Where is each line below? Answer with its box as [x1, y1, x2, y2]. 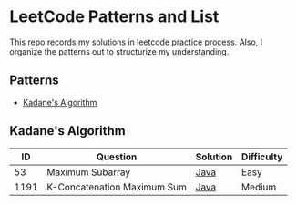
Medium [241, 180, 277, 193]
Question [96, 150, 138, 163]
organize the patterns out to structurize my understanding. [9, 46, 230, 56]
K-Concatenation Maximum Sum [46, 180, 187, 193]
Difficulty [241, 150, 283, 163]
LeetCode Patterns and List [9, 6, 220, 27]
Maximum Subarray [46, 166, 131, 179]
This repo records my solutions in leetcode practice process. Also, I [9, 36, 263, 47]
